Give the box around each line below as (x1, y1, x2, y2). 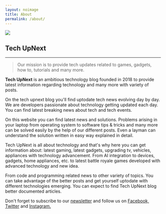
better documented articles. (5, 188, 62, 194)
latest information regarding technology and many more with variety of (5, 82, 149, 88)
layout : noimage (5, 7, 39, 12)
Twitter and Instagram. (5, 203, 51, 209)
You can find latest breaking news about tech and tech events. (5, 107, 132, 113)
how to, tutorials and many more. (17, 67, 85, 73)
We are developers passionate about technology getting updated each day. (5, 102, 159, 108)
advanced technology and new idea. (5, 163, 80, 169)
